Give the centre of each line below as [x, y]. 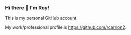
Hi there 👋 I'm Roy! [27, 8]
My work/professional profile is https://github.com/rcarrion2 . [66, 27]
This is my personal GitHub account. [41, 18]
